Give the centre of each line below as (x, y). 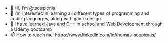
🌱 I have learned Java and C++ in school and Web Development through (86, 24)
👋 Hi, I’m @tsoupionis (33, 8)
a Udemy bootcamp (31, 29)
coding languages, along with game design (56, 18)
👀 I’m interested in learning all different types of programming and (80, 13)
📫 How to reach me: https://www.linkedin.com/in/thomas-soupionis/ (83, 35)
